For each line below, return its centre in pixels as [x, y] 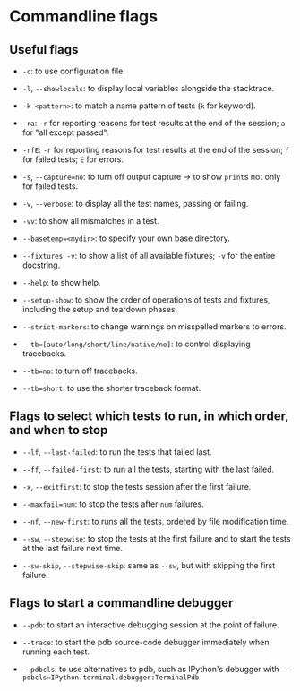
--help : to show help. [61, 282]
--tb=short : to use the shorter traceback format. [111, 388]
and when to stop [59, 430]
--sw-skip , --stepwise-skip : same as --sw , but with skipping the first [149, 565]
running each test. [56, 652]
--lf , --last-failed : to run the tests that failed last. [117, 452]
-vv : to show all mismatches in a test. [90, 221]
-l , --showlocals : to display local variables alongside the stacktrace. [148, 88]
